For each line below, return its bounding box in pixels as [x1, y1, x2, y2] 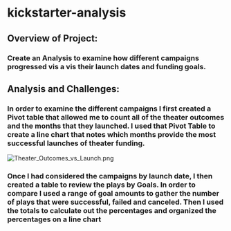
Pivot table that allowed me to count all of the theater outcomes [7, 112, 225, 122]
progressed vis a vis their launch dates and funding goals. [7, 62, 206, 71]
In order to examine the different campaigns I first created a [7, 104, 212, 113]
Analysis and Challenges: [7, 83, 120, 95]
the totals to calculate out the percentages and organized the [7, 206, 216, 216]
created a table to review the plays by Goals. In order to [7, 180, 196, 190]
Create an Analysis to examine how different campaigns [7, 53, 199, 63]
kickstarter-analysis [7, 5, 127, 21]
